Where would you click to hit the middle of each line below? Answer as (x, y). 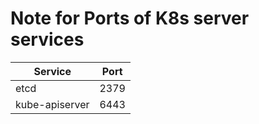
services (47, 39)
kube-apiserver (52, 104)
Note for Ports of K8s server (130, 18)
